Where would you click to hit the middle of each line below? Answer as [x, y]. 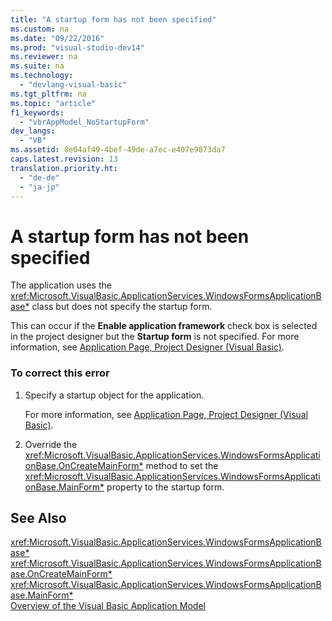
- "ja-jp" [39, 187]
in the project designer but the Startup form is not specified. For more [155, 337]
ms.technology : [42, 76]
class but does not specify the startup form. [122, 307]
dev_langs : [33, 131]
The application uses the [61, 285]
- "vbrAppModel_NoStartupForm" [84, 122]
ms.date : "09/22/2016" [57, 38]
